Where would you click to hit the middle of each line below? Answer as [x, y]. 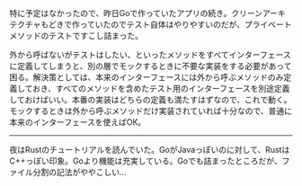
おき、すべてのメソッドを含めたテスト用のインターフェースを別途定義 [161, 89]
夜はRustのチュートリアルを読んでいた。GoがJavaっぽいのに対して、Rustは [150, 150]
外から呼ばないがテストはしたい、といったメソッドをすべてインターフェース [150, 55]
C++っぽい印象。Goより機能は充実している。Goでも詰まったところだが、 [146, 161]
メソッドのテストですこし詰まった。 [76, 35]
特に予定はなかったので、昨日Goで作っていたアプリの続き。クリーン [136, 13]
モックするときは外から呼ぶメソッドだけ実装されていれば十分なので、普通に [151, 111]
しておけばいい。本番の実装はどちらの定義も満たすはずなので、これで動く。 [151, 100]
